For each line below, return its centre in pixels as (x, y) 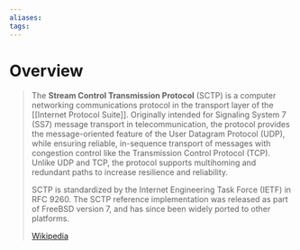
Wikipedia (50, 236)
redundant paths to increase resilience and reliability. (129, 172)
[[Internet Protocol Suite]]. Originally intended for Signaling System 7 (159, 115)
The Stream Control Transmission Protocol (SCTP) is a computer (154, 96)
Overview (46, 71)
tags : (19, 26)
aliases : (26, 18)
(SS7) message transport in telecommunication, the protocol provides (160, 125)
